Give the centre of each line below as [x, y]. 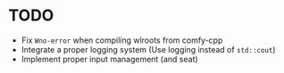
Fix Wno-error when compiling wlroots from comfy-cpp [122, 40]
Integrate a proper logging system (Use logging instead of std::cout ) [148, 49]
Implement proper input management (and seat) [109, 59]
